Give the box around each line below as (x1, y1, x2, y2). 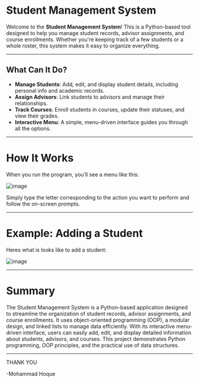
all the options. (14, 125, 52, 132)
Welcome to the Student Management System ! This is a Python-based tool (6, 23, 191, 30)
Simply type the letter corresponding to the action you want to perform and (6, 194, 190, 201)
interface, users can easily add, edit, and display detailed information (23, 329, 191, 336)
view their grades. (14, 112, 59, 119)
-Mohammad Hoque (6, 370, 56, 377)
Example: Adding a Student (6, 226, 143, 240)
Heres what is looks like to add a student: (6, 246, 107, 253)
